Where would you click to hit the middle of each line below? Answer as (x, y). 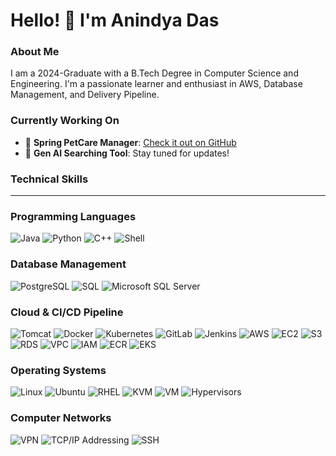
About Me (35, 52)
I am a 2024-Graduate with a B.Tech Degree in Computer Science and (154, 73)
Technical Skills (49, 179)
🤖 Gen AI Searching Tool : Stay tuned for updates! (127, 153)
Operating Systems (58, 370)
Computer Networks (61, 418)
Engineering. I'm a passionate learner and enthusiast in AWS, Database (156, 84)
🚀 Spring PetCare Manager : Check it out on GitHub (130, 142)
